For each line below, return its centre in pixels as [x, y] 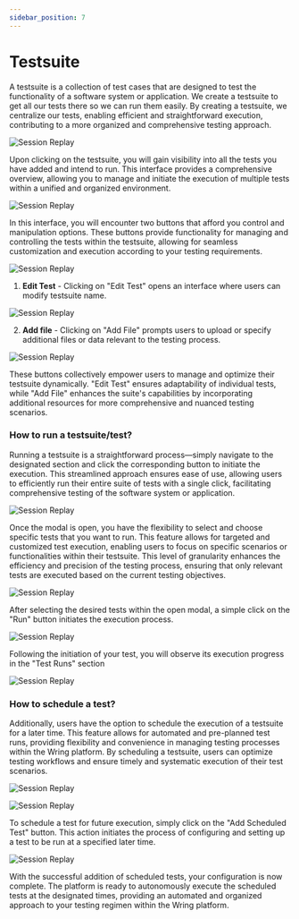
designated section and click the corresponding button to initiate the [135, 464]
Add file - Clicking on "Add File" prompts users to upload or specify [147, 330]
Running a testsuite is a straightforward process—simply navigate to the [141, 455]
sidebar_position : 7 [48, 17]
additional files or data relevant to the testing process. [121, 339]
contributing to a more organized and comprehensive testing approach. [141, 124]
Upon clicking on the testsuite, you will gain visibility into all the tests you [143, 159]
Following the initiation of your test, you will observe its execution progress [147, 653]
